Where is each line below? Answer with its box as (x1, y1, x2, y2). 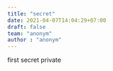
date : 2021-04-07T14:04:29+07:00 (7, 17, 107, 24)
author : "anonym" (7, 37, 62, 44)
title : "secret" (7, 10, 55, 18)
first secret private (7, 56, 62, 64)
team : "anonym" (7, 30, 53, 37)
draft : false (7, 23, 46, 30)
